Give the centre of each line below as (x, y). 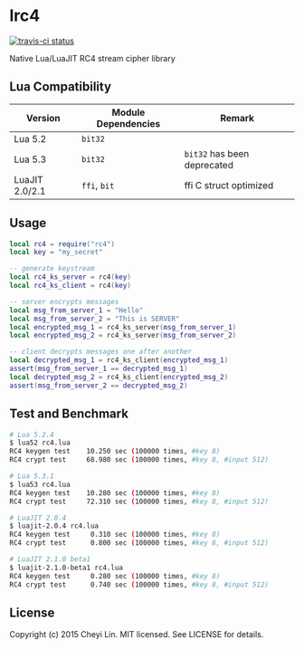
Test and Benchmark (69, 414)
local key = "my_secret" (56, 253)
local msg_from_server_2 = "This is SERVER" (95, 319)
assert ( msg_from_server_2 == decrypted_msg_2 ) (99, 386)
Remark (237, 118)
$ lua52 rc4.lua (40, 443)
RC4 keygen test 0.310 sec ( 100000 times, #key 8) (115, 535)
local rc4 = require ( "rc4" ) (62, 244)
